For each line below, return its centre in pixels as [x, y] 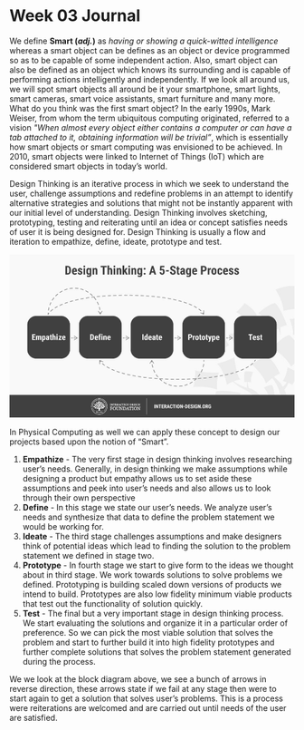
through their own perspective [79, 497]
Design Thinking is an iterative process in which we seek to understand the [149, 183]
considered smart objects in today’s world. [89, 166]
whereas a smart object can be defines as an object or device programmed [150, 50]
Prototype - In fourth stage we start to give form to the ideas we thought [158, 565]
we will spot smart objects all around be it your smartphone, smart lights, [145, 89]
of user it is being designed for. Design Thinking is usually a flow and [138, 231]
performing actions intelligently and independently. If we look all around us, [150, 79]
